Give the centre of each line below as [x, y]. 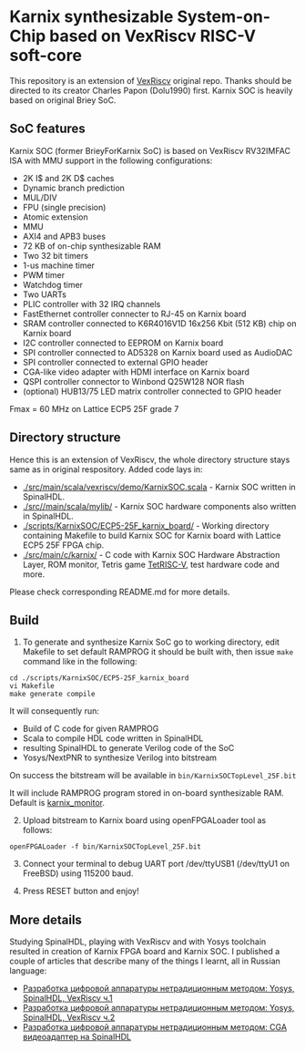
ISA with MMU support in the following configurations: [111, 160]
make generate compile [52, 695]
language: [28, 971]
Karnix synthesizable [91, 17]
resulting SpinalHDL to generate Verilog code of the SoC [128, 748]
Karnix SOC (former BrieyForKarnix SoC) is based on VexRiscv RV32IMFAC [150, 150]
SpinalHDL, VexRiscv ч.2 [69, 1017]
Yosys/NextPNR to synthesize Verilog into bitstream [119, 757]
